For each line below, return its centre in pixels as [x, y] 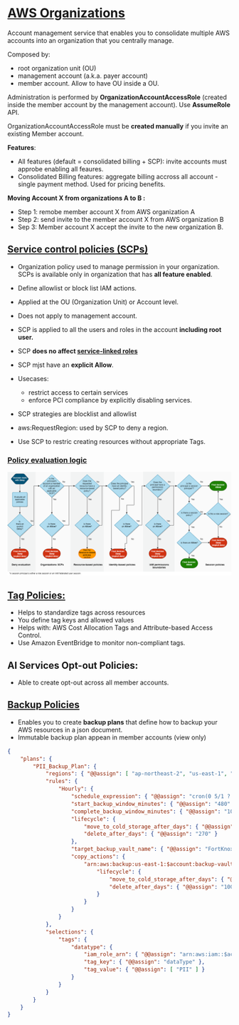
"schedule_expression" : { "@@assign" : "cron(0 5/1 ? [151, 797]
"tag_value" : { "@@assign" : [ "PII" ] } [144, 970]
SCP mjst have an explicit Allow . [65, 365]
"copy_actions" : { [98, 857]
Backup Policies [43, 705]
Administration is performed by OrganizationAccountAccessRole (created [117, 97]
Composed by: [29, 54]
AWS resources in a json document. [70, 729]
